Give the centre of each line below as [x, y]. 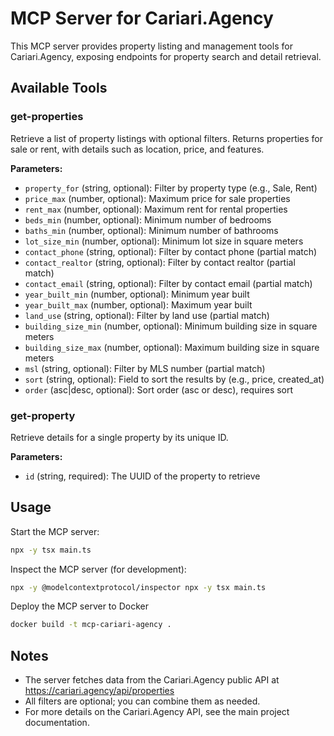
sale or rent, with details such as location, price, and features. [137, 149]
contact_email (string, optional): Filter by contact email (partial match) [168, 283]
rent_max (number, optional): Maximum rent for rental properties [156, 209]
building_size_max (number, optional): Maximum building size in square [172, 347]
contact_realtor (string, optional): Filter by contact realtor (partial [160, 262]
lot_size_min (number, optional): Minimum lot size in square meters [164, 241]
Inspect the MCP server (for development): [98, 569]
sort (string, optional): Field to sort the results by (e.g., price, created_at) [174, 379]
